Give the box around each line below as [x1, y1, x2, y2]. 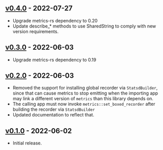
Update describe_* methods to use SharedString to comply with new [12, 23, 156, 29]
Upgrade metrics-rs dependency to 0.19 [12, 56, 96, 63]
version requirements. [12, 28, 59, 35]
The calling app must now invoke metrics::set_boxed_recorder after [12, 101, 155, 107]
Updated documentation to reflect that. [12, 112, 94, 118]
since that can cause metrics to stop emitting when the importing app [12, 90, 158, 96]
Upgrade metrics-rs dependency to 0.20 [12, 17, 98, 23]
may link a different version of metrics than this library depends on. [12, 96, 154, 102]
